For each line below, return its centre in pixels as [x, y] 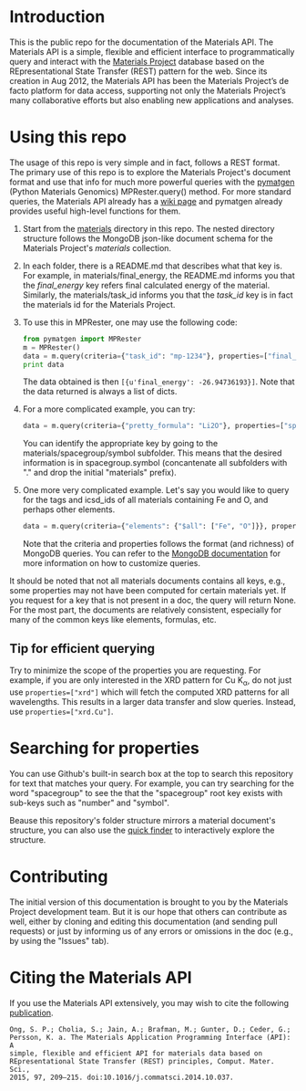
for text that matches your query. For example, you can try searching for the [152, 783]
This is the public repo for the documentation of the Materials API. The [142, 42]
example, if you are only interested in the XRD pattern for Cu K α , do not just [151, 681]
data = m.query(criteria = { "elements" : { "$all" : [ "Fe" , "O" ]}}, [145, 527]
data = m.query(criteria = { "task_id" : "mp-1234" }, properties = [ [145, 356]
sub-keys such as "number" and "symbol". [90, 803]
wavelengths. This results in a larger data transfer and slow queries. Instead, [153, 701]
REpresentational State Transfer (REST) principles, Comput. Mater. [142, 1061]
